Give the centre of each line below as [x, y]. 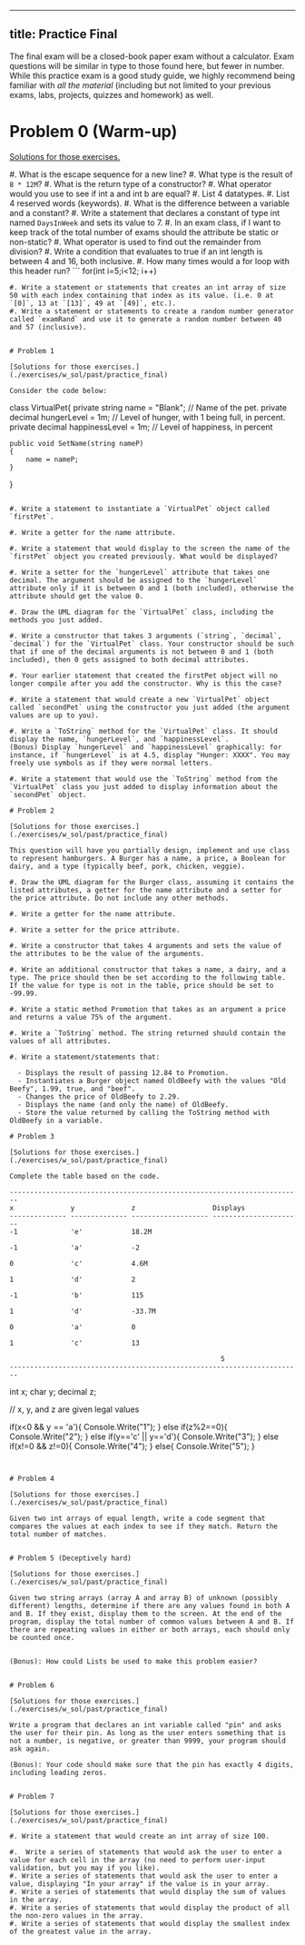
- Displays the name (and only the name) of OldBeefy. [123, 1104]
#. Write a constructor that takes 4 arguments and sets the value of [146, 945]
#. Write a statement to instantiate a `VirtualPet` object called [140, 508]
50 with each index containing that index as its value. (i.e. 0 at [142, 295]
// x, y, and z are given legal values [74, 1409]
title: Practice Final [64, 34]
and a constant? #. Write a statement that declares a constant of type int [145, 212]
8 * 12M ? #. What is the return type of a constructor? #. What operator [141, 183]
